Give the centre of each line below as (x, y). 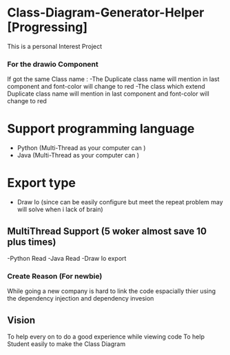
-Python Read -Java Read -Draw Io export (67, 258)
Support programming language (101, 129)
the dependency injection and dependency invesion (81, 299)
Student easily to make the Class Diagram (66, 344)
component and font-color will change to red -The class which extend (106, 87)
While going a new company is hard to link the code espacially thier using (112, 291)
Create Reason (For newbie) (55, 276)
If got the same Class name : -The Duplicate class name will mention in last (113, 79)
